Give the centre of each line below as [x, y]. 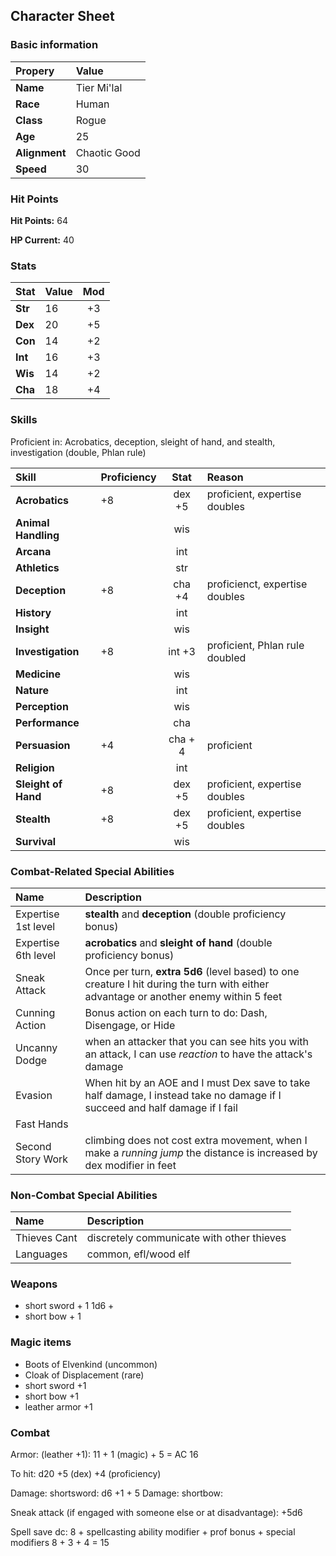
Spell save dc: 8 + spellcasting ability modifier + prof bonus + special [153, 1532]
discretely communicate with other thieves [186, 1238]
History [33, 612]
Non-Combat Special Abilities [84, 1195]
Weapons [34, 1284]
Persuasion [43, 745]
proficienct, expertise [257, 584]
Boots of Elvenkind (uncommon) [91, 1364]
